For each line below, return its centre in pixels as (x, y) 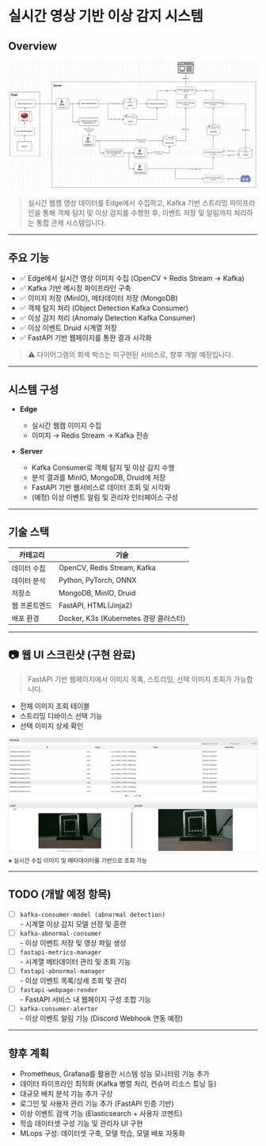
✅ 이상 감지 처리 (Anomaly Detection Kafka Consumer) (108, 318)
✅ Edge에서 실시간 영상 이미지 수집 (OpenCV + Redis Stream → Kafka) (132, 278)
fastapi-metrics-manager (61, 952)
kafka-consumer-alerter (59, 1009)
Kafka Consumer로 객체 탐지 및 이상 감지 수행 (103, 468)
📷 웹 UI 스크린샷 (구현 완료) (72, 655)
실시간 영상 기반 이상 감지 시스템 (106, 16)
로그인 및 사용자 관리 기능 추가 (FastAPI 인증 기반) (97, 1103)
